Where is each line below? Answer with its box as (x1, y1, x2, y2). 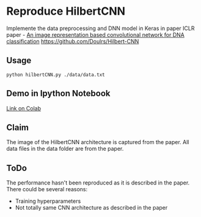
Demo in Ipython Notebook (6, 88, 111, 99)
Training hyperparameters (15, 197, 81, 205)
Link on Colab (6, 104, 42, 112)
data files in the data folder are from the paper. (6, 145, 124, 153)
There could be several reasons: (6, 186, 88, 193)
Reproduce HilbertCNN (6, 4, 126, 18)
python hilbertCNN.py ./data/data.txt (6, 72, 105, 78)
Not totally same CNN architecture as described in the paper (15, 204, 168, 211)
